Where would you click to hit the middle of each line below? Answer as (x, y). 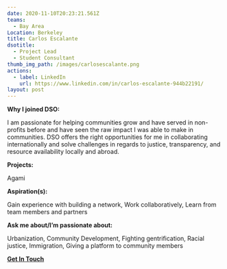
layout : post (26, 90)
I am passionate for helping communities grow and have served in (100, 123)
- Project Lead (35, 52)
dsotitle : (21, 45)
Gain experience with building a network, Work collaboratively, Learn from (112, 205)
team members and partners (47, 212)
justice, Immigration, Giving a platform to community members (95, 246)
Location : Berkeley (35, 33)
